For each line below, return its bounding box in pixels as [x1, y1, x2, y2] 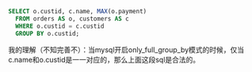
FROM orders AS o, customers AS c [15, 14, 129, 23]
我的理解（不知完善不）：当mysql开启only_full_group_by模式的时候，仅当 [8, 44, 245, 55]
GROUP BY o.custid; [15, 29, 80, 37]
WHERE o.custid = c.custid [15, 22, 105, 30]
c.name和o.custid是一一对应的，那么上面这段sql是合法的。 [8, 55, 200, 64]
